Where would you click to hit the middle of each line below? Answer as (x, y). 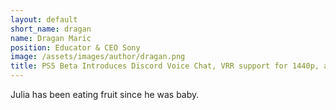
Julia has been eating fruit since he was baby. (105, 94)
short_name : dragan (51, 29)
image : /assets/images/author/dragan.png (98, 57)
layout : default (44, 19)
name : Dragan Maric (51, 38)
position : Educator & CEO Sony (75, 47)
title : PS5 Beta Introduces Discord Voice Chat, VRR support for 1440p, (165, 66)
